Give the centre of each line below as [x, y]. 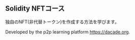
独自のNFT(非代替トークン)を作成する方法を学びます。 [62, 22]
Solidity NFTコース [35, 9]
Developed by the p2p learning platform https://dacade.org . [68, 32]
